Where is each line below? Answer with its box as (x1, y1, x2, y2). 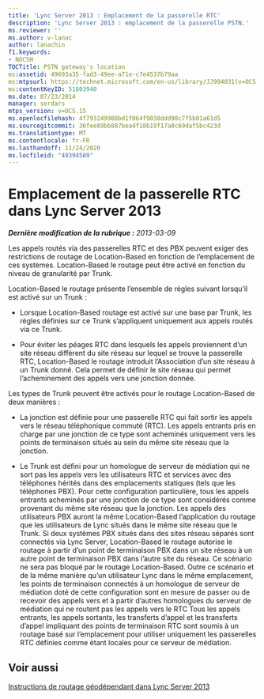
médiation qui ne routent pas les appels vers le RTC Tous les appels (19, 604, 241, 614)
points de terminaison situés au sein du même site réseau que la (19, 438, 229, 448)
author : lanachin (8, 41, 66, 49)
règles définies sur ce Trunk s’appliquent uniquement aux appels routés (19, 316, 253, 326)
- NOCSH (8, 56, 34, 64)
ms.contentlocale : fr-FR (8, 136, 90, 145)
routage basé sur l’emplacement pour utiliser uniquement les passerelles (19, 629, 257, 639)
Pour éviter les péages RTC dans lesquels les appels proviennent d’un (19, 340, 247, 349)
